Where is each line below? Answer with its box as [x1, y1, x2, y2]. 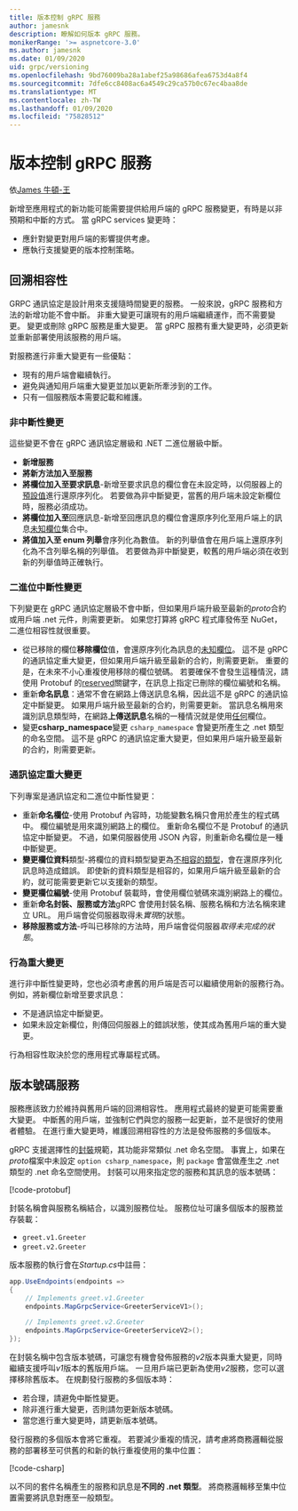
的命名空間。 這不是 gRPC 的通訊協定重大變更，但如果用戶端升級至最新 [21, 733, 283, 743]
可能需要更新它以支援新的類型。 [45, 876, 162, 887]
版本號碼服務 [9, 1078, 80, 1093]
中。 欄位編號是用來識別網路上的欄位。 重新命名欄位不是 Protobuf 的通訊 [21, 820, 288, 832]
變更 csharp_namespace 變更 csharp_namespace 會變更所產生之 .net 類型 [21, 722, 285, 733]
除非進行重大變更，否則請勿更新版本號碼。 [21, 1404, 178, 1414]
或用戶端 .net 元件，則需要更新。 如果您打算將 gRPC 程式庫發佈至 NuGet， [9, 615, 282, 625]
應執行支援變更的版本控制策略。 [21, 245, 139, 255]
